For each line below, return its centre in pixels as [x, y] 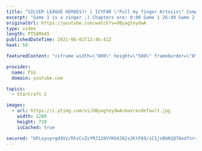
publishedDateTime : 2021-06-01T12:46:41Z [59, 40]
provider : [19, 67]
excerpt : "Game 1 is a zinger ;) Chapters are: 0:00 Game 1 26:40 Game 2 [101, 17]
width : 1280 [32, 116]
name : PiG [24, 73]
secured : [17, 138]
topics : [16, 89]
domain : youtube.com [37, 78]
